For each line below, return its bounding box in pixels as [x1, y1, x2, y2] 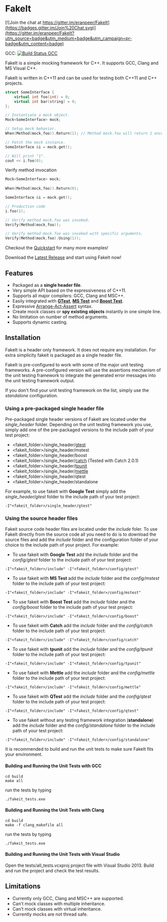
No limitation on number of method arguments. [12, 314, 108, 320]
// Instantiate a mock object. [5, 113, 70, 117]
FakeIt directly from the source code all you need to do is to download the [5, 531, 157, 538]
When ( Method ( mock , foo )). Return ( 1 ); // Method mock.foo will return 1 [5, 131, 153, 136]
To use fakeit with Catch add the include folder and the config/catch [12, 623, 153, 629]
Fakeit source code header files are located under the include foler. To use [5, 526, 158, 532]
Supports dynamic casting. [12, 319, 68, 325]
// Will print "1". [5, 153, 46, 158]
